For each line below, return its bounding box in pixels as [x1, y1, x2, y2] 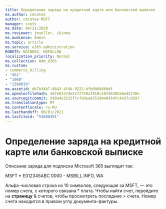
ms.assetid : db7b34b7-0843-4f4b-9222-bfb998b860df [5, 86, 113, 91]
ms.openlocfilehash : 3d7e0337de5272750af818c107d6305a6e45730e [5, 91, 140, 96]
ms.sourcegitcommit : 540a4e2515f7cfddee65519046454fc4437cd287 [5, 95, 140, 100]
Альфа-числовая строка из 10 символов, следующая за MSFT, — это [5, 182, 153, 188]
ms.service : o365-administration [5, 44, 75, 49]
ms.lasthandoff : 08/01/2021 [5, 109, 64, 115]
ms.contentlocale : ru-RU [5, 105, 57, 110]
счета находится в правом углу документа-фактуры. [5, 198, 118, 204]
